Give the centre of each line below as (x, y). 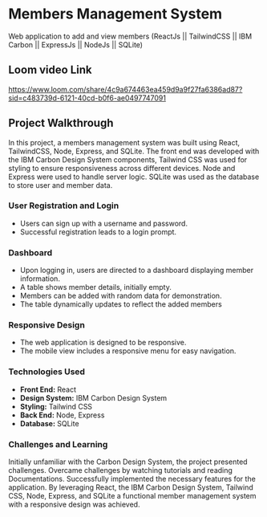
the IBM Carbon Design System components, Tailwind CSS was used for (128, 159)
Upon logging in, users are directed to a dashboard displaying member (137, 271)
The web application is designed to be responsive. (103, 343)
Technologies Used (47, 372)
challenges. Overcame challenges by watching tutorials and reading (120, 470)
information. (40, 279)
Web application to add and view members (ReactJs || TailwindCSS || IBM (130, 36)
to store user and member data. (61, 185)
